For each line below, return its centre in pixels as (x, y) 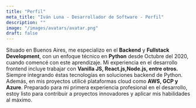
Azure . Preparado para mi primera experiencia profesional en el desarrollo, (97, 87)
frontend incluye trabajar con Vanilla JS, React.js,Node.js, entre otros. (92, 69)
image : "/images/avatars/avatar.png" (52, 28)
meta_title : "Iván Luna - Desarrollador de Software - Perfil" (85, 17)
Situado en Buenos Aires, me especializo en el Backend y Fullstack (88, 50)
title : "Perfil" (26, 11)
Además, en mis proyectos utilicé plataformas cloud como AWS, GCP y (92, 81)
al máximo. (19, 100)
